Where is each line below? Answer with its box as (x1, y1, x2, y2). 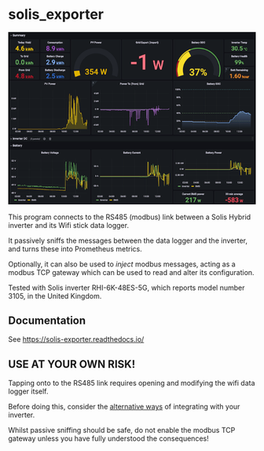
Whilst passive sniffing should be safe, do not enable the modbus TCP (8, 426, 236, 435)
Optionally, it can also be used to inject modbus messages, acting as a (8, 259, 236, 269)
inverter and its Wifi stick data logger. (8, 220, 130, 229)
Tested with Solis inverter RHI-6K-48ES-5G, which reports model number (8, 283, 245, 292)
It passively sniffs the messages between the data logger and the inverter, (8, 236, 247, 245)
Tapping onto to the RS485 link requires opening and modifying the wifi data (8, 379, 255, 388)
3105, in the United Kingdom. (8, 291, 102, 300)
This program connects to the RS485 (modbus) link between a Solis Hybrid (8, 212, 251, 222)
